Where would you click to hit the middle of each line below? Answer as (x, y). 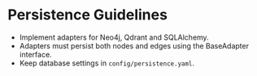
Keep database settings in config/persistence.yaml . (107, 63)
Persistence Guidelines (88, 15)
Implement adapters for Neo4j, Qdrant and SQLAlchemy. (114, 37)
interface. (35, 54)
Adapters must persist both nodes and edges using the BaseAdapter (134, 45)
